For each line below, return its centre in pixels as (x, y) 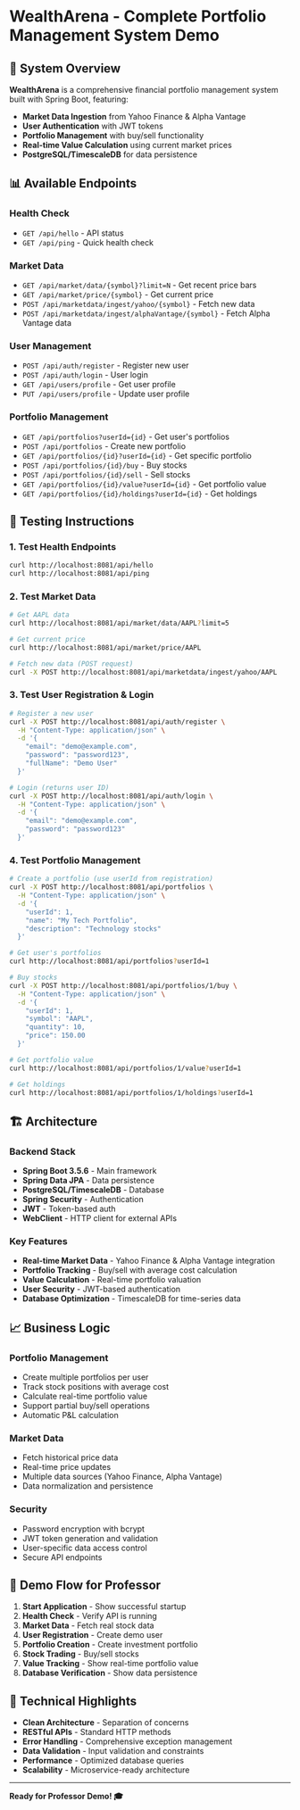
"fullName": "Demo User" (71, 764)
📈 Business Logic (60, 1328)
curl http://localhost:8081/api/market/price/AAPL (105, 648)
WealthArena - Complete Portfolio (138, 17)
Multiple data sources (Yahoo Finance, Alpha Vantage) (122, 1477)
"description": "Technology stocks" (94, 929)
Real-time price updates (67, 1467)
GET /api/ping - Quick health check (88, 242)
